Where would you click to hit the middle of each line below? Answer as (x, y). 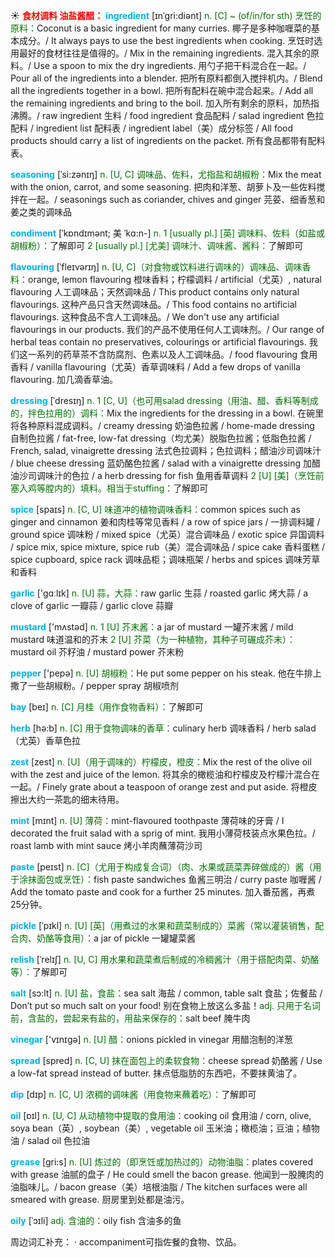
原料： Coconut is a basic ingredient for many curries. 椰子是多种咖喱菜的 (161, 28)
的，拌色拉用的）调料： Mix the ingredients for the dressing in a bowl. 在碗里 (167, 413)
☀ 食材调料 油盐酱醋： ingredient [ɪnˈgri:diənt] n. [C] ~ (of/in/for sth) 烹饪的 (166, 15)
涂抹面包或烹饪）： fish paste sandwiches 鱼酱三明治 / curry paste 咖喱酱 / (170, 879)
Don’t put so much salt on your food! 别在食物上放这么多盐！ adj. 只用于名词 (166, 1005)
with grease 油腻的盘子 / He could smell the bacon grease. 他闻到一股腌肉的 (167, 1174)
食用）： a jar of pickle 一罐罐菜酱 (129, 938)
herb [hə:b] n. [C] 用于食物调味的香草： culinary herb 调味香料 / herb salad (163, 728)
